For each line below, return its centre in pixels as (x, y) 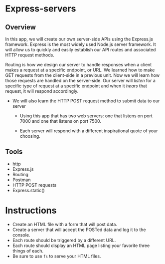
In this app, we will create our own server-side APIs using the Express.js (79, 39)
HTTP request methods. (30, 55)
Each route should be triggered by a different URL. (64, 240)
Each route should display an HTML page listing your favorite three (81, 246)
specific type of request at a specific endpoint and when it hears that (76, 86)
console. (21, 235)
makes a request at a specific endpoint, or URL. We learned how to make (80, 70)
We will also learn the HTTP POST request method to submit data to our (86, 101)
